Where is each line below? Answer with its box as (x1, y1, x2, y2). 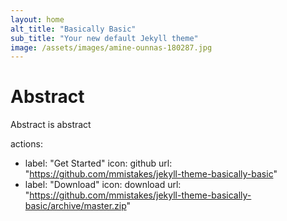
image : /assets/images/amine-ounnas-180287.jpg (10, 42, 213, 53)
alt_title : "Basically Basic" (10, 24, 137, 34)
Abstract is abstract (10, 119, 92, 131)
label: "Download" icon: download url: (24, 179, 182, 191)
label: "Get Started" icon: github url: (24, 157, 173, 170)
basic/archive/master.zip (24, 200, 127, 212)
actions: (10, 138, 43, 150)
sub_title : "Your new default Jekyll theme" (10, 33, 199, 43)
